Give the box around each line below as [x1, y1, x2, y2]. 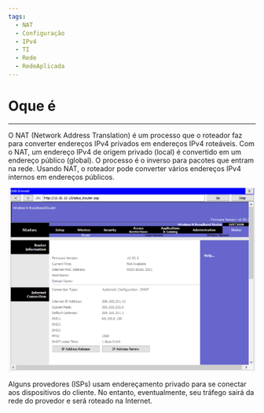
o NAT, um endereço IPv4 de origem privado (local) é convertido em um [8, 147, 242, 156]
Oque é [8, 97, 57, 115]
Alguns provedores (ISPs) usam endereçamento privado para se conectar [8, 379, 247, 389]
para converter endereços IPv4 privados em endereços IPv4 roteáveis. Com [8, 138, 255, 148]
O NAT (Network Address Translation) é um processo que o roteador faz [8, 130, 243, 140]
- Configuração [15, 29, 65, 37]
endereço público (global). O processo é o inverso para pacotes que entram [8, 155, 255, 165]
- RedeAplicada [15, 63, 65, 71]
